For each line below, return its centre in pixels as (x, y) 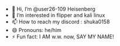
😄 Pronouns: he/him (36, 30)
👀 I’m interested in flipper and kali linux (58, 15)
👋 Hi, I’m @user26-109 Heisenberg (53, 9)
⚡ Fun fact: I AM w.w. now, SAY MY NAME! (63, 37)
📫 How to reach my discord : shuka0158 (61, 22)
